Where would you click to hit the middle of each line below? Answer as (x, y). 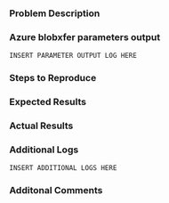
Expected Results (48, 102)
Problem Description (55, 13)
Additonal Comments (56, 191)
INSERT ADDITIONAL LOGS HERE (63, 168)
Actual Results (41, 126)
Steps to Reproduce (53, 78)
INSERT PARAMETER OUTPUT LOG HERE (73, 56)
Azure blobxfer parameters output (85, 37)
